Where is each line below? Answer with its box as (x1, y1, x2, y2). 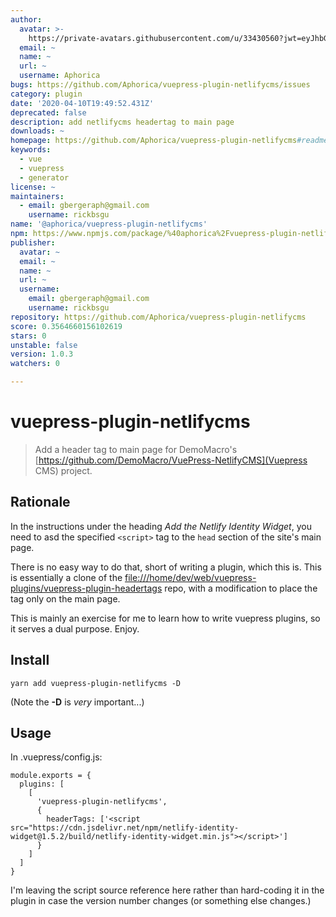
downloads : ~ (10, 126, 65, 136)
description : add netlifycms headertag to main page (10, 117, 235, 127)
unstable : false (10, 340, 78, 350)
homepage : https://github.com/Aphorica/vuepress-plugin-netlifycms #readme (10, 136, 329, 146)
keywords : (10, 145, 52, 155)
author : (10, 14, 43, 25)
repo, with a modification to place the (164, 582, 318, 594)
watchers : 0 (10, 359, 60, 369)
